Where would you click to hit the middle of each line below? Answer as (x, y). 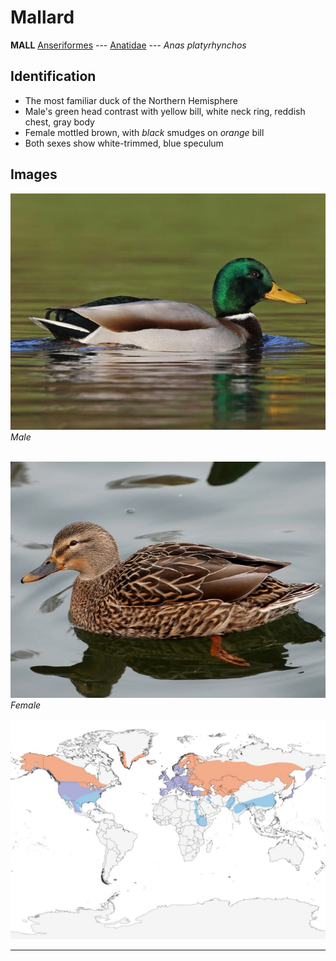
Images (34, 174)
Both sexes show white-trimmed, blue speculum (124, 143)
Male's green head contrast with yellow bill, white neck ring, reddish (165, 111)
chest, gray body (59, 122)
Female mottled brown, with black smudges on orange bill (144, 132)
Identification (53, 76)
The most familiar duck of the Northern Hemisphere (131, 100)
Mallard (42, 17)
